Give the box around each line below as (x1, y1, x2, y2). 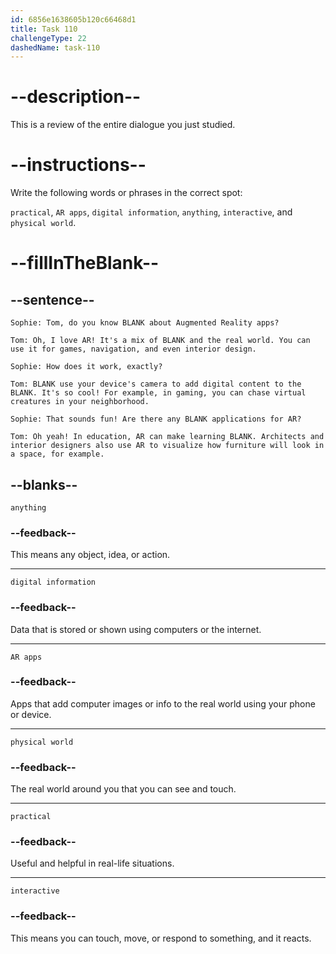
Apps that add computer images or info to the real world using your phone (10, 697, 316, 710)
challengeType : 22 (10, 33, 87, 43)
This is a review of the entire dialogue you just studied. (10, 119, 236, 131)
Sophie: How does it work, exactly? (10, 362, 163, 372)
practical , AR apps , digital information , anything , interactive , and (10, 206, 293, 218)
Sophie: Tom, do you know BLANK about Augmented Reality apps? (10, 318, 280, 328)
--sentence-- (10, 291, 95, 308)
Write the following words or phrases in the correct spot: (10, 187, 243, 199)
